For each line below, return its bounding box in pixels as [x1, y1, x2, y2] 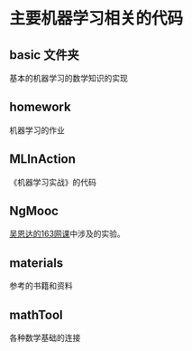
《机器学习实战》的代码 [9, 176, 96, 187]
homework [9, 100, 71, 115]
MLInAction [9, 151, 77, 167]
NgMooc [9, 204, 59, 219]
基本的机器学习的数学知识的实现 [9, 73, 128, 83]
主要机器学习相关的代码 [9, 8, 184, 29]
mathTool [9, 307, 63, 322]
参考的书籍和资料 [9, 280, 73, 291]
